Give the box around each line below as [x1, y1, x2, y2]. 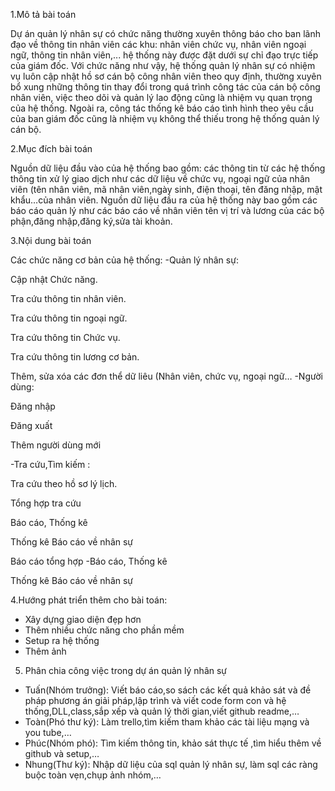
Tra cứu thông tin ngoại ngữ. [10, 312, 128, 324]
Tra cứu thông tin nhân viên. [10, 293, 127, 304]
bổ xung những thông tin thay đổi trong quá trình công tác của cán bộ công [10, 81, 321, 93]
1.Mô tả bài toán [10, 9, 77, 20]
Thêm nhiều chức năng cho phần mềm [24, 624, 185, 636]
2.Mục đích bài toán [10, 143, 93, 154]
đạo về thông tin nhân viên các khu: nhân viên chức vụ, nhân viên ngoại [10, 39, 307, 50]
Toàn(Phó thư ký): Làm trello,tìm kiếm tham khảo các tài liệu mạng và [24, 716, 310, 728]
